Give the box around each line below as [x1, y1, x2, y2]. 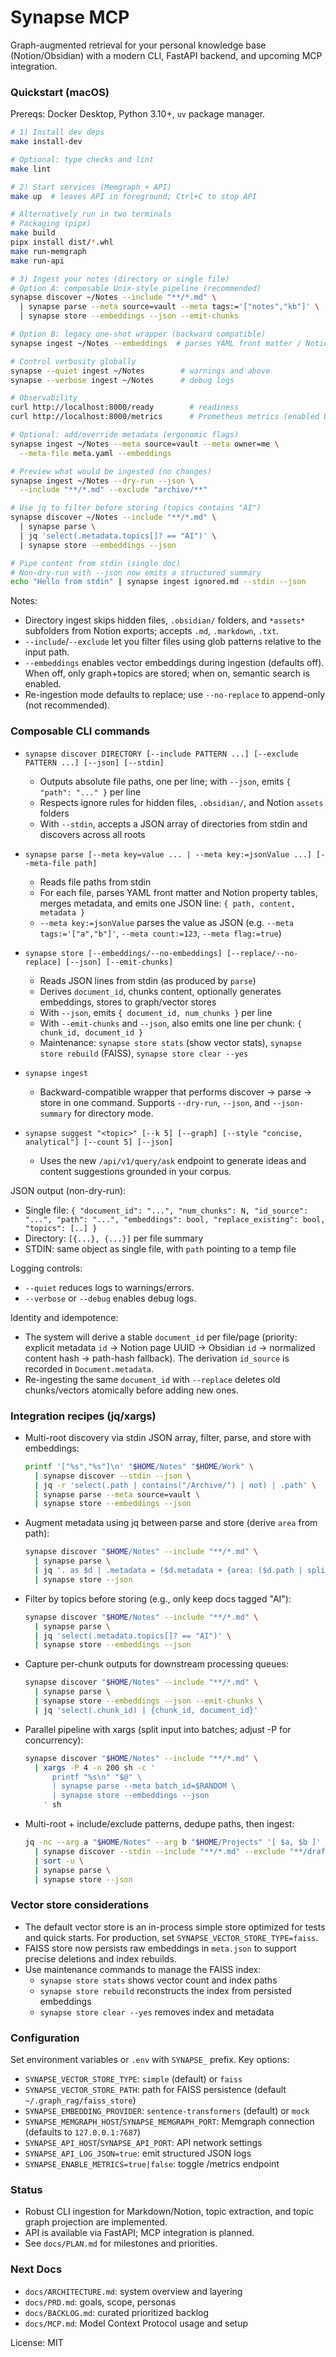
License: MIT [10, 2336, 64, 2348]
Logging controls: [10, 1262, 83, 1274]
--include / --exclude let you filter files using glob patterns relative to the [24, 636, 322, 648]
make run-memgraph [10, 246, 87, 256]
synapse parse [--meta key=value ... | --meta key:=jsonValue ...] [24, 849, 312, 860]
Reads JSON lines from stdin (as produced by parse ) [39, 974, 257, 986]
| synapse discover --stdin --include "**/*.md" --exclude [34, 1846, 286, 1856]
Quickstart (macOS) [10, 85, 110, 99]
